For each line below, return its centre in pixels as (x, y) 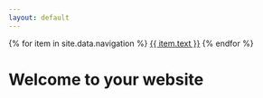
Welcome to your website (106, 80)
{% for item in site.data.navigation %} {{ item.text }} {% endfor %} (131, 43)
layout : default (39, 18)
